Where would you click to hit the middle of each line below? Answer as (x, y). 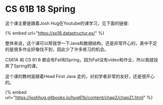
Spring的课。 (27, 66)
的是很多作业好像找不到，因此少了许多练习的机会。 (57, 49)
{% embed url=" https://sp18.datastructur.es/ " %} (55, 33)
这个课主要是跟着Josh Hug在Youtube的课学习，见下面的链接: (67, 23)
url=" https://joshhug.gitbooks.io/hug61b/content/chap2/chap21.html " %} (79, 97)
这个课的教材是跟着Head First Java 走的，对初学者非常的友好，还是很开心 (80, 76)
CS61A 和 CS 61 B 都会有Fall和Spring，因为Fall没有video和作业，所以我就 (80, 59)
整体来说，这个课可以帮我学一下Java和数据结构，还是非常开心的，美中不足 (81, 43)
